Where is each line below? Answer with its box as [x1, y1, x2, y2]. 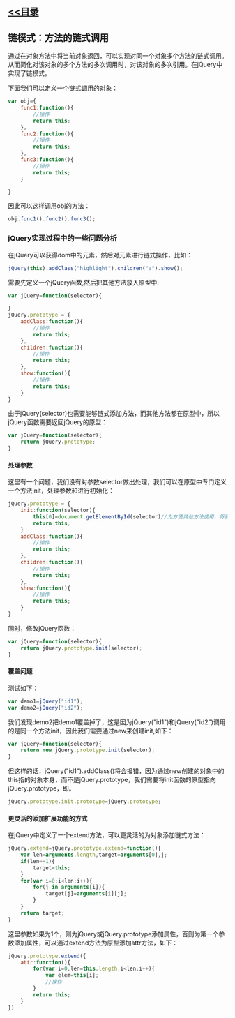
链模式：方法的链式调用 [8, 31, 109, 43]
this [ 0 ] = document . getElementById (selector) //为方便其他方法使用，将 [33, 513, 225, 521]
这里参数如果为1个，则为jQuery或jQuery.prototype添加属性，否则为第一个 [8, 929, 219, 938]
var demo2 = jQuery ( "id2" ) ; [8, 704, 83, 711]
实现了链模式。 [8, 69, 51, 77]
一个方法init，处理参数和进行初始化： [8, 486, 114, 495]
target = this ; [33, 864, 71, 871]
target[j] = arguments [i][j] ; [45, 890, 128, 897]
